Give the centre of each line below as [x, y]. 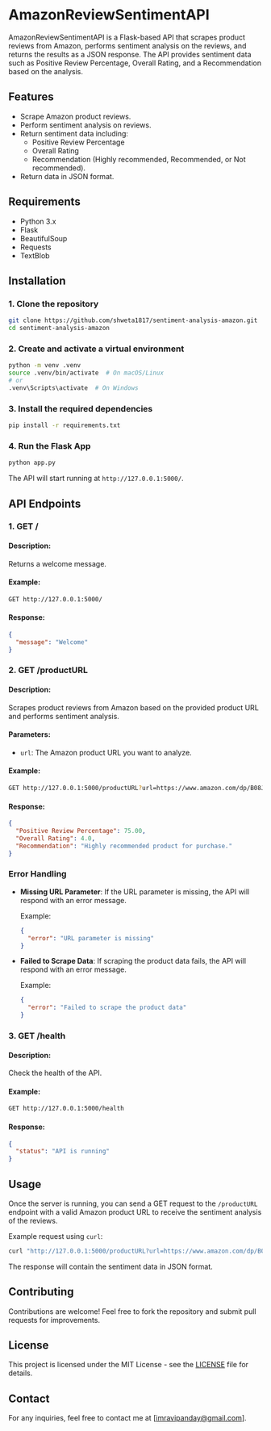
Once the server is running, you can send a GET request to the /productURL [133, 1203]
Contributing [41, 1292]
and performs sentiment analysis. [64, 716]
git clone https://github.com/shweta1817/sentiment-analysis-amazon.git [133, 320]
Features [31, 97]
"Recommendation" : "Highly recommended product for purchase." [124, 846]
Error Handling [38, 874]
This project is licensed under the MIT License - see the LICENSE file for [128, 1365]
